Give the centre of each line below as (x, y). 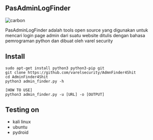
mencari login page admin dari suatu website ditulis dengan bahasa (75, 35)
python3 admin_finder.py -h (35, 81)
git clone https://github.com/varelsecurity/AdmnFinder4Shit (71, 72)
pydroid (20, 132)
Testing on (22, 110)
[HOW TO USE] (19, 90)
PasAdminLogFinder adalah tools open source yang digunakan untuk (77, 30)
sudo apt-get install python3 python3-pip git (55, 68)
